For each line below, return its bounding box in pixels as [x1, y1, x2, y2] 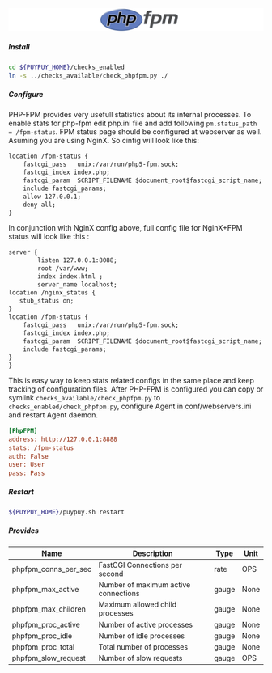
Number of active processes [98, 620, 193, 629]
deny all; [23, 201, 57, 209]
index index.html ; [37, 272, 104, 281]
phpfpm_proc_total [11, 642, 75, 652]
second [98, 569, 124, 578]
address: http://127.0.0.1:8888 [8, 435, 117, 443]
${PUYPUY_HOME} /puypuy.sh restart [8, 508, 125, 517]
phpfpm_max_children [11, 603, 87, 614]
